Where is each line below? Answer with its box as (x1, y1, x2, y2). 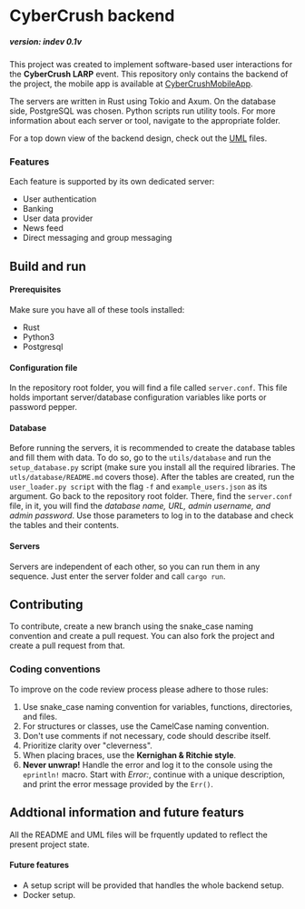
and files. (22, 711, 57, 722)
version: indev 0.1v (9, 35, 83, 46)
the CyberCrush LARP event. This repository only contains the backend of (9, 69, 289, 80)
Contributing (9, 597, 84, 613)
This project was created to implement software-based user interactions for (9, 59, 293, 70)
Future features (9, 860, 70, 871)
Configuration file (9, 362, 78, 373)
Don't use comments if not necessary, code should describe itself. (22, 730, 271, 741)
